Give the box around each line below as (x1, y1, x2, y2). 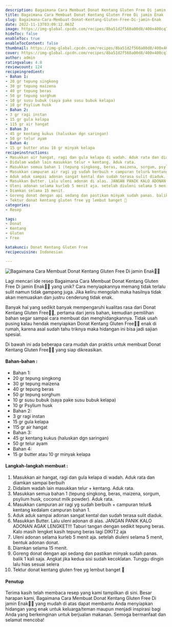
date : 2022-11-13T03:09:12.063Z (5, 21, 74, 27)
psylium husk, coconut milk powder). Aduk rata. (12, 496, 114, 502)
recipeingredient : (5, 70, 45, 75)
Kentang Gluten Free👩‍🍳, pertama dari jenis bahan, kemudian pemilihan (5, 309, 155, 316)
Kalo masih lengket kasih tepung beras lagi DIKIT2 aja (12, 528, 126, 534)
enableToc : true (5, 36, 40, 41)
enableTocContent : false (5, 41, 58, 46)
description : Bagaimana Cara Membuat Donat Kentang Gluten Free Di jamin (5, 7, 166, 13)
